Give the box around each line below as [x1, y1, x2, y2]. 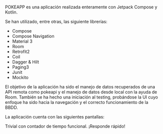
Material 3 [12, 38, 33, 44]
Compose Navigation [12, 33, 54, 39]
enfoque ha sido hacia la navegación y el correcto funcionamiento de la [5, 100, 148, 105]
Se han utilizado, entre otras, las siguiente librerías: [5, 19, 108, 24]
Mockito [12, 75, 29, 80]
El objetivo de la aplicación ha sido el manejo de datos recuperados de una [5, 84, 155, 89]
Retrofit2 [12, 49, 30, 54]
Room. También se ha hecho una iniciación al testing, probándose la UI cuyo [5, 94, 158, 100]
